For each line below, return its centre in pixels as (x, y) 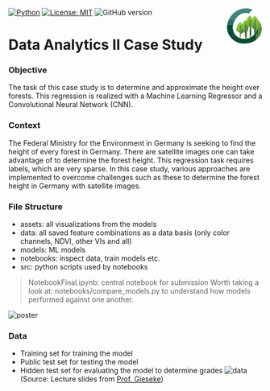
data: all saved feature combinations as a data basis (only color (125, 233)
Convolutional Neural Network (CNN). (71, 105)
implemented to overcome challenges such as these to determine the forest (134, 177)
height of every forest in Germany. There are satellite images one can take (131, 151)
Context (25, 126)
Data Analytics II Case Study (106, 45)
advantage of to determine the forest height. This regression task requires (131, 160)
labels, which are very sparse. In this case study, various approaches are (129, 168)
